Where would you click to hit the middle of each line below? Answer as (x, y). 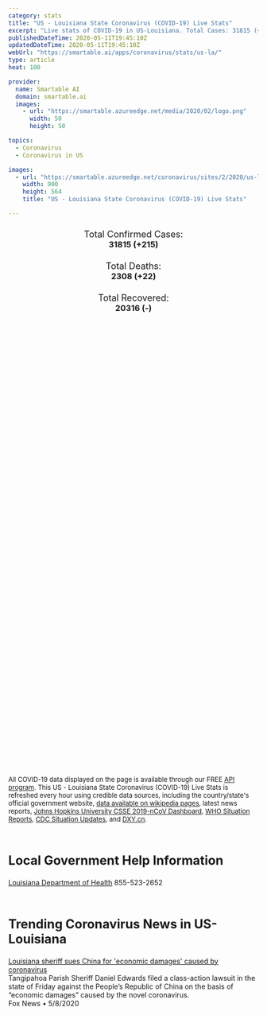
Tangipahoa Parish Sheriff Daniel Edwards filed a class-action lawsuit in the (132, 978)
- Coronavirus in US (49, 155)
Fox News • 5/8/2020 (44, 1003)
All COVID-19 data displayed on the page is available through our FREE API (122, 780)
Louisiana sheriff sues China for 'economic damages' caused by (113, 961)
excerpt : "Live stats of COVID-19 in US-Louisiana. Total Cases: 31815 (129, 30)
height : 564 (42, 192)
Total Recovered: (133, 297)
